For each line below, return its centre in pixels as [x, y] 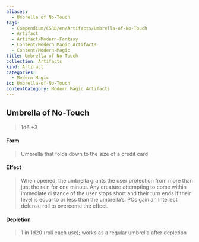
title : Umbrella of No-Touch [42, 56]
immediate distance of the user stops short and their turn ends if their [106, 193]
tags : [13, 23]
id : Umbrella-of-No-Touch [38, 84]
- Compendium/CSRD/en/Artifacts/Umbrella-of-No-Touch [79, 28]
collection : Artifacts [34, 61]
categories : [21, 72]
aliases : [17, 12]
